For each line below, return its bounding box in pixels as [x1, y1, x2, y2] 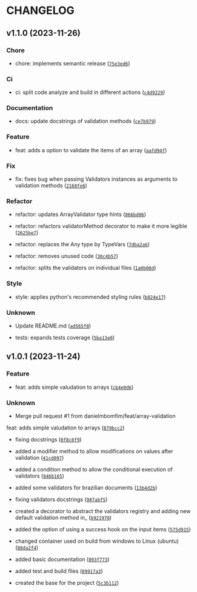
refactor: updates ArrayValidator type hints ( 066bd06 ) [15, 210, 147, 218]
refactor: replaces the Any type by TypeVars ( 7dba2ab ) [15, 241, 150, 248]
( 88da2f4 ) [15, 543, 39, 551]
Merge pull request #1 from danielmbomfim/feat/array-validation [15, 412, 176, 419]
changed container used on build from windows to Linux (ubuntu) [15, 537, 179, 545]
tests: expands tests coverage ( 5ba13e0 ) [15, 334, 115, 341]
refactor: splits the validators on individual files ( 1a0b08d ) [15, 264, 156, 272]
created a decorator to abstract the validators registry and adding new [15, 507, 191, 514]
